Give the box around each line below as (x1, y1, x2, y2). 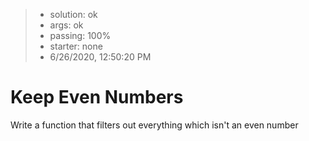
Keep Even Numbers (10, 86, 184, 109)
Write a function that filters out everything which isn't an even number (10, 119, 299, 131)
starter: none (49, 40, 103, 52)
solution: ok (49, 9, 98, 20)
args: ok (49, 19, 84, 31)
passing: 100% (49, 30, 112, 41)
